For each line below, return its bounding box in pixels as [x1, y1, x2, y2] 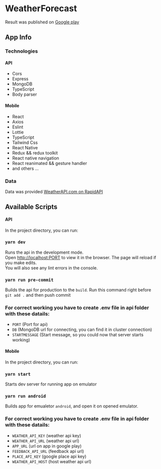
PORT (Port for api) [12, 322, 48, 327]
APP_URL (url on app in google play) [12, 443, 82, 449]
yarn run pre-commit [5, 277, 54, 283]
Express [12, 76, 29, 82]
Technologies [5, 48, 38, 55]
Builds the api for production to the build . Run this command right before [5, 287, 152, 293]
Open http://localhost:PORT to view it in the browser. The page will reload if [5, 254, 157, 260]
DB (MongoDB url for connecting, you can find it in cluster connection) [12, 326, 152, 332]
